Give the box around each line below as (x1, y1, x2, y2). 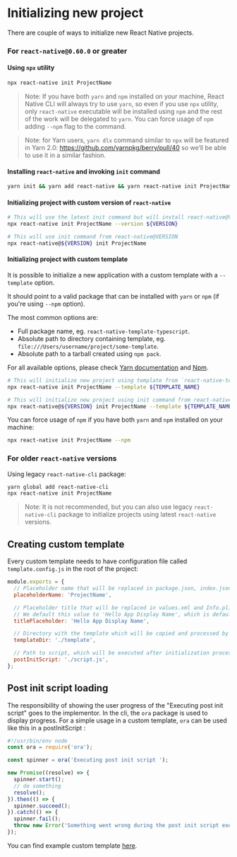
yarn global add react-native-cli (7, 483, 109, 490)
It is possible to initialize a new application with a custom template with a (7, 270, 219, 279)
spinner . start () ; (13, 776, 65, 783)
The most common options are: (7, 313, 99, 321)
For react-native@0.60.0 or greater (7, 46, 128, 56)
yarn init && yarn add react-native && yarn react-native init (7, 183, 197, 190)
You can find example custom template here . (7, 841, 138, 850)
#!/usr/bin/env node (7, 737, 68, 744)
